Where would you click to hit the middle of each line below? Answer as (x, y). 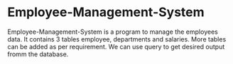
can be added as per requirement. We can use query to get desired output (116, 46)
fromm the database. (38, 54)
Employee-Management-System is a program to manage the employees (113, 32)
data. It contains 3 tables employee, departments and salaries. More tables (117, 39)
